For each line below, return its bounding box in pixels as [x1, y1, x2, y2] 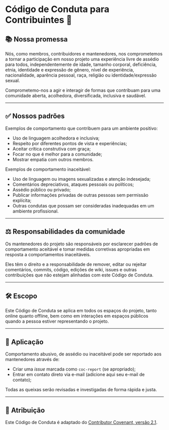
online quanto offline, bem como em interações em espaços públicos [5, 313, 148, 319]
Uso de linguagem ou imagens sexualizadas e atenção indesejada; [12, 176, 151, 182]
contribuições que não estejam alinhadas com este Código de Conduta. [5, 272, 154, 278]
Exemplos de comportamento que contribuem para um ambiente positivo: [5, 125, 158, 131]
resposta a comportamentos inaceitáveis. [5, 251, 91, 257]
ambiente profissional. [12, 208, 59, 214]
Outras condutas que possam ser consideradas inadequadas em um [12, 202, 154, 208]
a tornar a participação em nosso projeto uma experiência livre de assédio [5, 56, 159, 62]
